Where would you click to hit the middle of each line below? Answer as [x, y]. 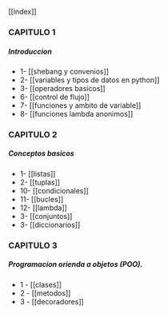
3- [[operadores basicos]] [62, 88]
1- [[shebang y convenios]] [64, 71]
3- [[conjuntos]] [46, 216]
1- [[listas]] [38, 173]
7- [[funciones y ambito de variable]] [80, 105]
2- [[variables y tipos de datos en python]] [89, 80]
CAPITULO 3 [33, 245]
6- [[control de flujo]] [55, 97]
